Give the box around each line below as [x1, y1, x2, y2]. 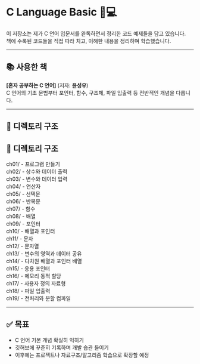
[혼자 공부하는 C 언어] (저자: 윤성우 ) [6, 82, 89, 89]
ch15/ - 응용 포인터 [6, 264, 51, 272]
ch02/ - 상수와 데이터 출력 [6, 168, 67, 175]
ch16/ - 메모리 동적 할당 [6, 272, 61, 279]
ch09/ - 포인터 [6, 220, 40, 227]
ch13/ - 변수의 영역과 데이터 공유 [6, 249, 82, 257]
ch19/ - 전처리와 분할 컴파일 [6, 294, 71, 302]
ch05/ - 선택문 [6, 190, 40, 198]
